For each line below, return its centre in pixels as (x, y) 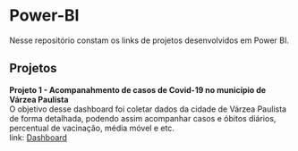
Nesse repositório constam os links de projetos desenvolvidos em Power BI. (149, 40)
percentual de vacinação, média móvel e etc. (92, 128)
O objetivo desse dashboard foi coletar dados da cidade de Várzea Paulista (148, 109)
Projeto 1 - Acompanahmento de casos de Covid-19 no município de (138, 89)
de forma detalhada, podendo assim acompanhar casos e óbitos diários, (143, 118)
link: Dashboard (38, 137)
